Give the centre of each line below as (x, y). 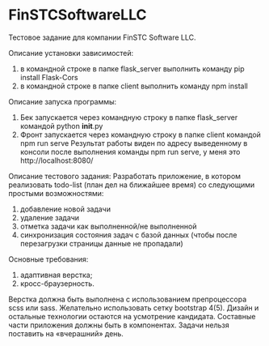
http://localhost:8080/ (57, 160)
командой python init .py (61, 126)
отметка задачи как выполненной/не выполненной (108, 226)
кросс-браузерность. (57, 283)
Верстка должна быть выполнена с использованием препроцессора (128, 299)
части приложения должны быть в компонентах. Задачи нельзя (119, 325)
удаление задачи (49, 217)
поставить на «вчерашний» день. (66, 333)
